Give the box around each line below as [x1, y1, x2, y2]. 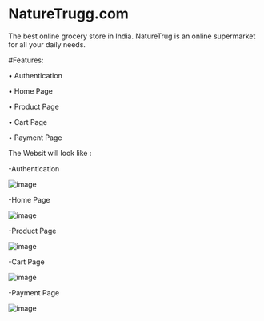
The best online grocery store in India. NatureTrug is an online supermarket [8, 31, 256, 41]
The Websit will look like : [8, 148, 92, 158]
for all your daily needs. [8, 39, 86, 49]
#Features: [8, 55, 44, 65]
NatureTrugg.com [8, 5, 130, 23]
